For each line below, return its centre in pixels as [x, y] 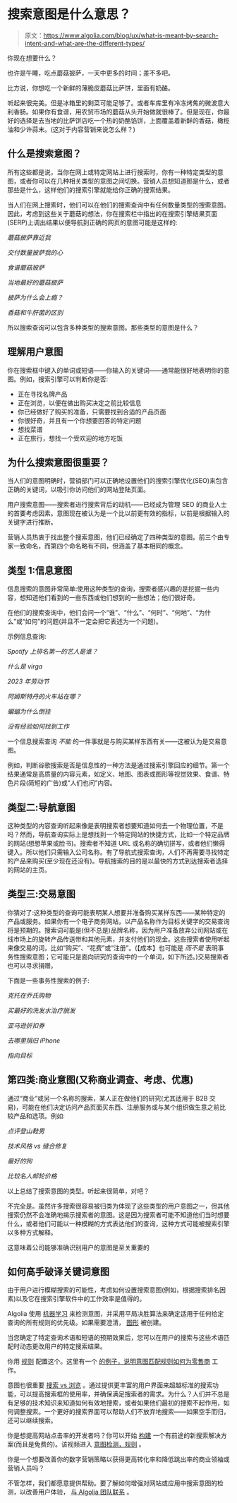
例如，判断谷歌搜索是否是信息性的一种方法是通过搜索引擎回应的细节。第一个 [119, 765]
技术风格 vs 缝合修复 [37, 1146]
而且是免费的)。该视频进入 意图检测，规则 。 [81, 1444]
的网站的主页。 [29, 870]
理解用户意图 [35, 352]
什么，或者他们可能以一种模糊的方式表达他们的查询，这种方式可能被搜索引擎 [119, 1223]
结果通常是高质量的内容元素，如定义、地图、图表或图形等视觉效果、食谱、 [115, 774]
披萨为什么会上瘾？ [35, 297]
